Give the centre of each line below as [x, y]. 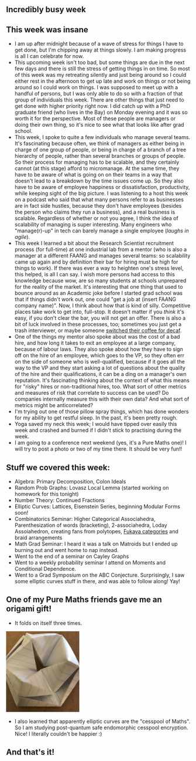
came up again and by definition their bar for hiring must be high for [96, 262]
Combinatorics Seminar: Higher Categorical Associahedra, [85, 519]
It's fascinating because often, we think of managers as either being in [99, 144]
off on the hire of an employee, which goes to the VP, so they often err [99, 356]
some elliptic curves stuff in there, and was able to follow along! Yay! [97, 581]
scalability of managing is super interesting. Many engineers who [93, 225]
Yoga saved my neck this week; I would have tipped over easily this [96, 424]
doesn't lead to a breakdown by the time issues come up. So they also [99, 181]
